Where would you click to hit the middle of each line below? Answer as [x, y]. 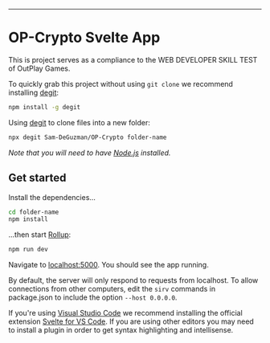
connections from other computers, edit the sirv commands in [112, 289]
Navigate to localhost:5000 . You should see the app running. [108, 265]
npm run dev [28, 250]
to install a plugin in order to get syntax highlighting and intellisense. [121, 330]
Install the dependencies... [52, 197]
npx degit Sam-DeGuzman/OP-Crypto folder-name [88, 137]
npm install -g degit [45, 107]
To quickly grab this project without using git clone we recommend [121, 84]
